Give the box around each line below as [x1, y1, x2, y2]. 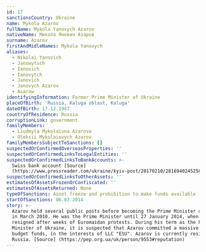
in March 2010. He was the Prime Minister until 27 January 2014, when [12, 213, 199, 220]
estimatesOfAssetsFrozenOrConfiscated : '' [6, 180, 116, 186]
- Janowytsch [12, 60, 45, 66]
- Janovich [12, 77, 40, 83]
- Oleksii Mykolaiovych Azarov [12, 134, 92, 141]
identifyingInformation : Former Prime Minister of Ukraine [6, 94, 161, 100]
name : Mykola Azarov [6, 20, 59, 26]
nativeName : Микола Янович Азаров [6, 32, 95, 38]
